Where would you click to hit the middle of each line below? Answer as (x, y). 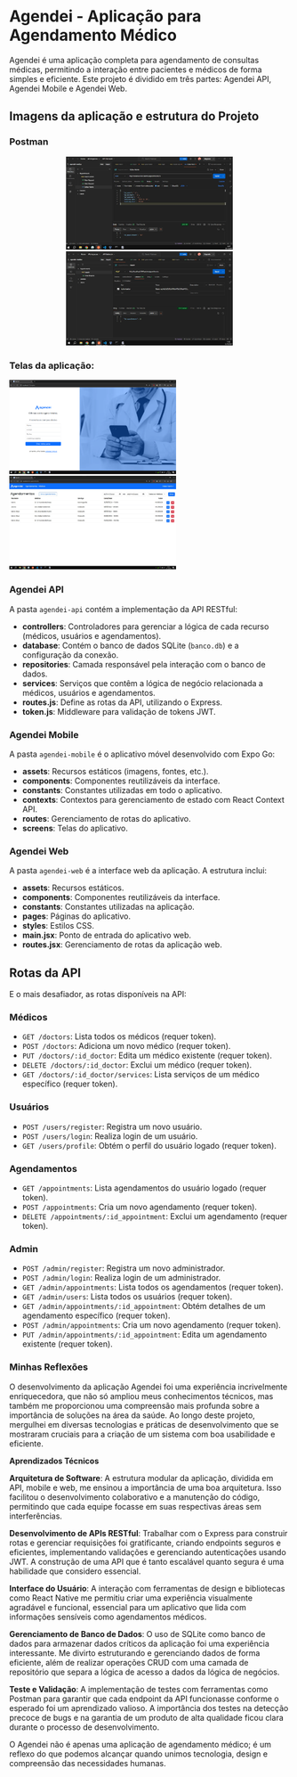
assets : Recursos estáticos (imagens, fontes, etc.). (115, 772)
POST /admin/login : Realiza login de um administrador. (121, 1278)
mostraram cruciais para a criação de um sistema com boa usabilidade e (142, 1434)
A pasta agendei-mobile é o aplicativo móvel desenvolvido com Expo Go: (142, 754)
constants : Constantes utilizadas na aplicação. (108, 907)
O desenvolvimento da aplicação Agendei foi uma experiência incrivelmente (148, 1387)
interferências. (36, 1516)
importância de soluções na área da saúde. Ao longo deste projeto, (132, 1415)
